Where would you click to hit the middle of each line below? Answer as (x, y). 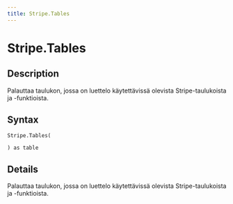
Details (23, 169)
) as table (23, 148)
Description (33, 74)
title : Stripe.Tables (39, 14)
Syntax (23, 120)
